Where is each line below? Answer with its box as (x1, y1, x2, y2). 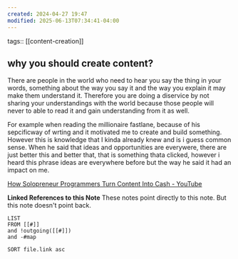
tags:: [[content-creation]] (7, 36, 84, 45)
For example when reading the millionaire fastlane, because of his (7, 121, 201, 129)
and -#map (7, 233, 37, 241)
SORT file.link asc (7, 246, 66, 253)
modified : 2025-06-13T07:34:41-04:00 (7, 17, 120, 24)
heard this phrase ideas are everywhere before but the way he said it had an (7, 158, 232, 167)
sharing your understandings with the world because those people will (7, 99, 214, 108)
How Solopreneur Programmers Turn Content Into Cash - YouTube (7, 180, 202, 188)
